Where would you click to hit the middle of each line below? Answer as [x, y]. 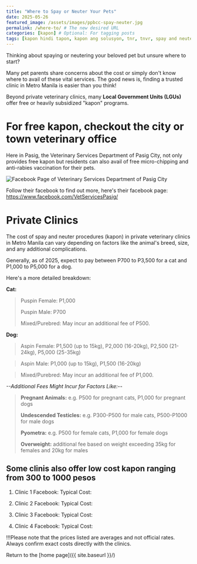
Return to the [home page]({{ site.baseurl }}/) [61, 555]
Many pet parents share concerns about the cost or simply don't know [91, 73]
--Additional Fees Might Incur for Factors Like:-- [64, 386]
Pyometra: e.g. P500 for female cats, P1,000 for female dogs [94, 433]
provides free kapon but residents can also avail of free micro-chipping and [97, 161]
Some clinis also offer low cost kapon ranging [91, 469]
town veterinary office [62, 139]
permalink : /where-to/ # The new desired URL [62, 28]
